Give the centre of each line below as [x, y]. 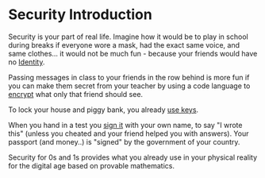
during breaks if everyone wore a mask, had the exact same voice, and [124, 44]
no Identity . [27, 62]
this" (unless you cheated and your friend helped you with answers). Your [129, 133]
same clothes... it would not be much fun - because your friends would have [133, 53]
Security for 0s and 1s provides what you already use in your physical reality [133, 157]
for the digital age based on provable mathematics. [92, 165]
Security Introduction [80, 15]
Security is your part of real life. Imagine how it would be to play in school [128, 37]
